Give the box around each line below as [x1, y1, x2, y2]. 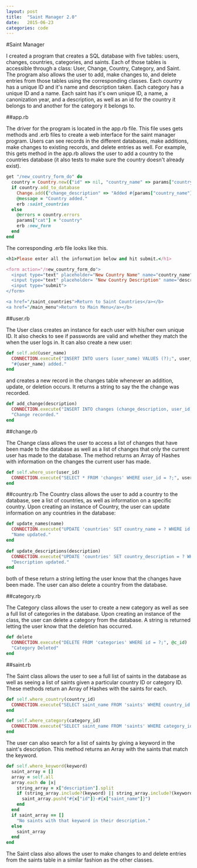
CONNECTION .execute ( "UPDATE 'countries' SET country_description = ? [11, 553, 185, 559]
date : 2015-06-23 [6, 19, 54, 25]
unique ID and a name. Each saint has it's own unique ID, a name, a [6, 90, 168, 97]
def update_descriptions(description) [6, 548, 101, 554]
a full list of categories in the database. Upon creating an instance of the [6, 610, 181, 617]
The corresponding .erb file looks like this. [6, 244, 108, 251]
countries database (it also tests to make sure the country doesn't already [6, 156, 185, 163]
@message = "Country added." [16, 195, 88, 201]
